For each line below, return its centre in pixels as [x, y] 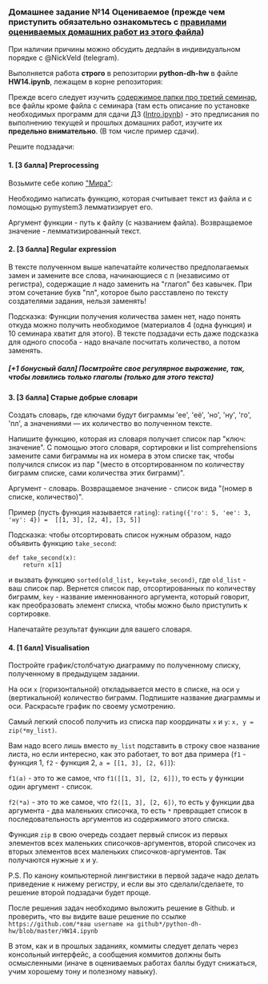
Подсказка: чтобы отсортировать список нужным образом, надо [120, 535]
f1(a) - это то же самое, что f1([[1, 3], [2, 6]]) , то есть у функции [126, 779]
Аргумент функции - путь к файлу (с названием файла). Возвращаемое [130, 222]
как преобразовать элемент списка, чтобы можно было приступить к [128, 605]
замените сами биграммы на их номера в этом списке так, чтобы [121, 456]
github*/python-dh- [170, 924]
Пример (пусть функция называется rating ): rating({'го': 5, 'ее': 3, [130, 512]
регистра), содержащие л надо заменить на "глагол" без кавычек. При [130, 284]
